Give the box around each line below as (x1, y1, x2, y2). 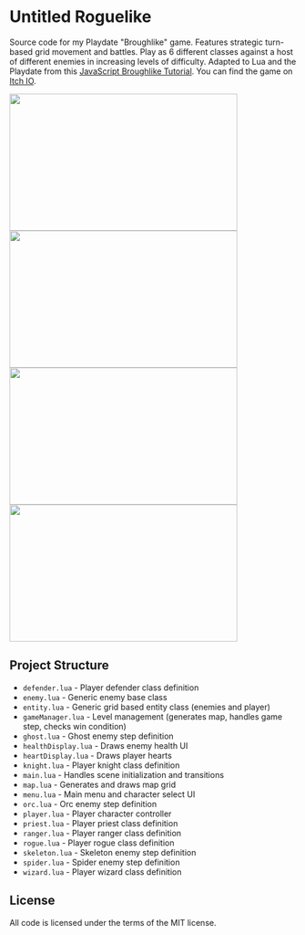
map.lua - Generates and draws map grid (22, 779, 177, 790)
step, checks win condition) (22, 720, 127, 731)
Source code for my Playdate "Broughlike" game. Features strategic (9, 37, 264, 47)
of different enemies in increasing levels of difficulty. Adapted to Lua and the (9, 56, 297, 67)
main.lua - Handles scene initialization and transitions (22, 769, 225, 780)
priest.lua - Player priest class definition (22, 817, 178, 828)
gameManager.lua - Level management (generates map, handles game (22, 710, 283, 722)
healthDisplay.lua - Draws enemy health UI (22, 740, 188, 751)
